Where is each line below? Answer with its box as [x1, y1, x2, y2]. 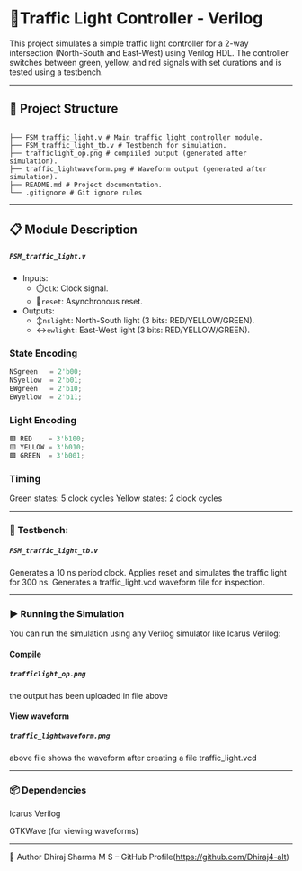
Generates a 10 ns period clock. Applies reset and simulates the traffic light [9, 567, 288, 578]
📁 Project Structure [9, 101, 119, 116]
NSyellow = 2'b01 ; [9, 376, 83, 386]
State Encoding [9, 347, 78, 359]
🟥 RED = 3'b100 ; [9, 434, 85, 444]
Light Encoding [9, 413, 77, 426]
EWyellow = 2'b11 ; [9, 393, 83, 402]
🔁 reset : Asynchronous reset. [35, 296, 144, 307]
